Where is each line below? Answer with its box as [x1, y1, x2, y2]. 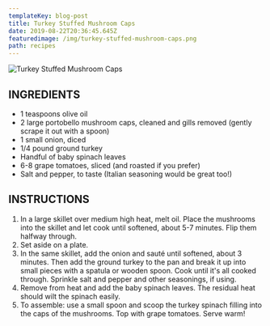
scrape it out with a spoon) [19, 126, 110, 136]
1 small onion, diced [19, 134, 86, 144]
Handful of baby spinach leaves [19, 151, 127, 162]
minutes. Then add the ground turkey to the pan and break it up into [19, 256, 247, 267]
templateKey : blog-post [8, 11, 89, 20]
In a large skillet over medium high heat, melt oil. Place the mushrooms [19, 214, 256, 223]
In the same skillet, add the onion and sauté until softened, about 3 [19, 248, 243, 258]
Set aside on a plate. [19, 239, 89, 249]
